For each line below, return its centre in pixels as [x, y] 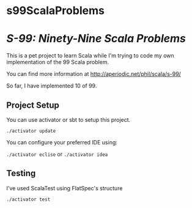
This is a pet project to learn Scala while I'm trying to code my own [90, 56]
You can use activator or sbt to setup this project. [68, 119]
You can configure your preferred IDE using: [62, 142]
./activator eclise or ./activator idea [57, 154]
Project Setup [33, 105]
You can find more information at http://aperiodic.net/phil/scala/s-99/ [94, 74]
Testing [21, 173]
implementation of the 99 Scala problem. [57, 62]
